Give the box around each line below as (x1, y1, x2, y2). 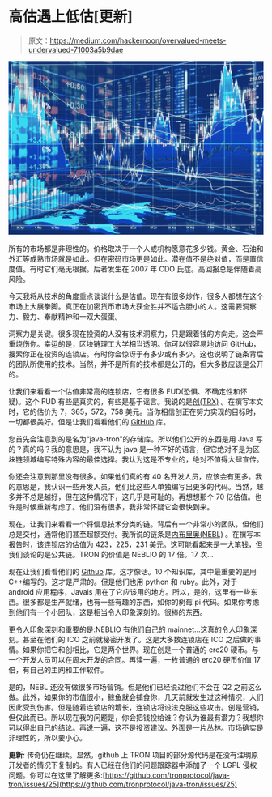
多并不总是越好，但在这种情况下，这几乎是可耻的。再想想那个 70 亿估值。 (8, 492, 255, 501)
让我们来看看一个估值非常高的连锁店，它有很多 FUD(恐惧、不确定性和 (8, 386, 240, 396)
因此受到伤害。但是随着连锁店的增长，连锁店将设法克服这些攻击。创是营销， (8, 702, 264, 712)
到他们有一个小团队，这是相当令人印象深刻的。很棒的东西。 (8, 607, 207, 616)
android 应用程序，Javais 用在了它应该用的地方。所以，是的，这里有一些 (8, 586, 251, 596)
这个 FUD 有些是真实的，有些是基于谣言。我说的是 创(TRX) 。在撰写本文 (25, 396, 264, 406)
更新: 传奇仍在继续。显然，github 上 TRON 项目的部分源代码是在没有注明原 (8, 750, 259, 760)
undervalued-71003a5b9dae (28, 45, 124, 54)
